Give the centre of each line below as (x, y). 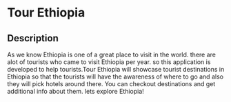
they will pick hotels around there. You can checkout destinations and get (111, 84)
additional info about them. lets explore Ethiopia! (76, 91)
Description (33, 38)
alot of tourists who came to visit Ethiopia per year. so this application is (109, 62)
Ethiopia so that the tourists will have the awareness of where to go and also (115, 76)
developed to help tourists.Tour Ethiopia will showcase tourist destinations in (116, 69)
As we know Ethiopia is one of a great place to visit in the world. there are (111, 54)
